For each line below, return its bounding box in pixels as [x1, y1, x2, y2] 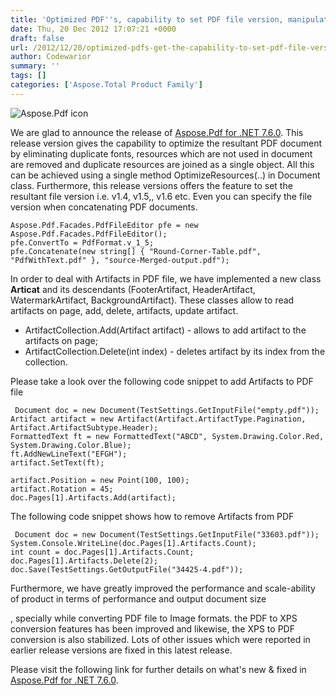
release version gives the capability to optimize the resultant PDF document [10, 137, 323, 149]
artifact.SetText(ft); [10, 457, 105, 468]
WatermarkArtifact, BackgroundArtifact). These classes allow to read [10, 294, 295, 306]
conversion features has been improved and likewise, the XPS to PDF [10, 622, 295, 635]
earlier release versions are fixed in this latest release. [10, 644, 233, 656]
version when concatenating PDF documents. [10, 201, 198, 213]
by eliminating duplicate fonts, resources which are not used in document [10, 147, 313, 160]
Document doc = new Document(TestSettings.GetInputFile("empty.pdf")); [14, 405, 320, 415]
